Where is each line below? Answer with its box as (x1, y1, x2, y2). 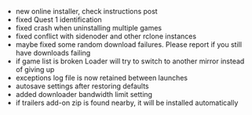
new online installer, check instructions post (15, 7, 159, 16)
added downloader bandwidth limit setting (15, 90, 153, 99)
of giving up (15, 65, 55, 74)
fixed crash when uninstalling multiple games (15, 23, 163, 32)
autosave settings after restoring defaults (15, 81, 149, 91)
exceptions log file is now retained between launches (15, 74, 188, 82)
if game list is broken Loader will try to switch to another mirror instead (15, 56, 245, 66)
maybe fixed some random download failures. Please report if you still (15, 40, 242, 49)
